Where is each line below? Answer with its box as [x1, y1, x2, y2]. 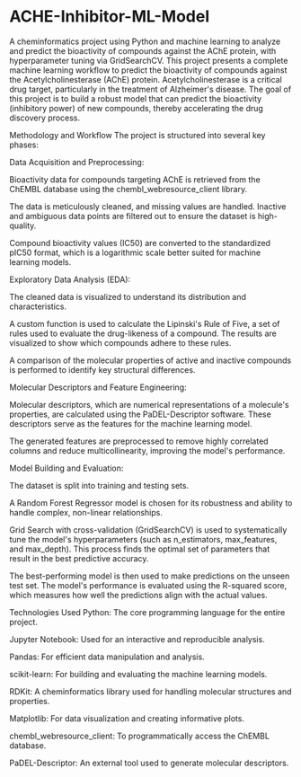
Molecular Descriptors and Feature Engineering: [9, 382, 187, 393]
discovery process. [9, 112, 81, 123]
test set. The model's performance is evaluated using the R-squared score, [9, 579, 288, 590]
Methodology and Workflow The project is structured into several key [9, 129, 266, 140]
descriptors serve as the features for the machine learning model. [9, 418, 252, 428]
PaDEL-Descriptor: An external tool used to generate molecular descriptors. [9, 757, 289, 768]
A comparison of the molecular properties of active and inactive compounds [9, 355, 292, 366]
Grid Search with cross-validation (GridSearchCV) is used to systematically [9, 524, 288, 535]
